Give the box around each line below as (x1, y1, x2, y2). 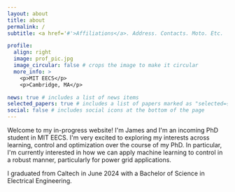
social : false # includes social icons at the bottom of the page (7, 107, 205, 114)
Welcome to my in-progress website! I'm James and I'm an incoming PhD (7, 126, 219, 134)
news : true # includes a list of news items (7, 94, 139, 101)
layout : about (7, 10, 49, 17)
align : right (13, 49, 52, 56)
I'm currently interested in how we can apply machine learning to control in (7, 148, 223, 156)
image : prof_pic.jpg (13, 55, 73, 63)
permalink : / (7, 23, 45, 30)
